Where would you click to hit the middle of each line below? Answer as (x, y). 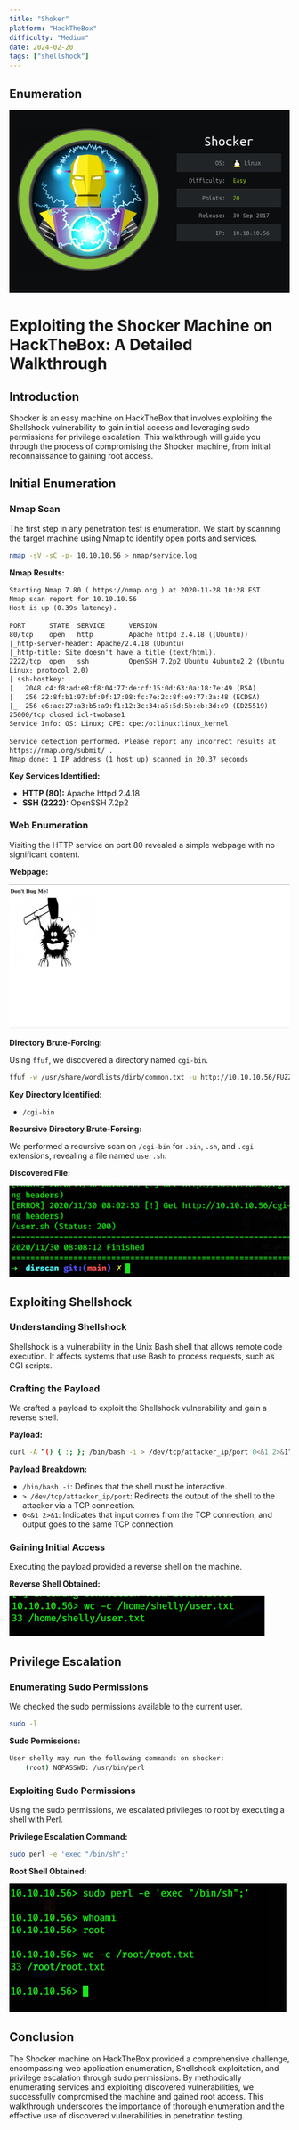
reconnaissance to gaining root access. (81, 456)
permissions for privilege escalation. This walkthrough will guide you (135, 437)
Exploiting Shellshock (71, 1302)
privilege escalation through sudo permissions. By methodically (125, 2077)
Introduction (44, 396)
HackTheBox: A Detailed (101, 345)
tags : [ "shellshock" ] (49, 57)
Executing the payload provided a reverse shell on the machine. (126, 1567)
